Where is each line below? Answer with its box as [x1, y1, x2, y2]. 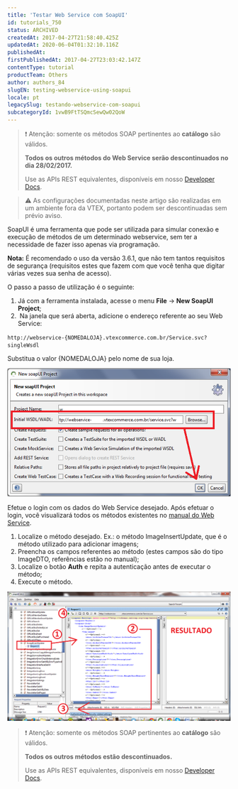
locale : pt [7, 94, 40, 101]
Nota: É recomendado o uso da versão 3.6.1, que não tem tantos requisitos [7, 254, 225, 262]
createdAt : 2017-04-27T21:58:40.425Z [7, 34, 119, 41]
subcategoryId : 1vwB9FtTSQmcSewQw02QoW [7, 109, 125, 116]
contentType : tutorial [7, 64, 74, 71]
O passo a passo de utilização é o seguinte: [7, 283, 135, 291]
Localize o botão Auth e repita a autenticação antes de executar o [17, 562, 211, 571]
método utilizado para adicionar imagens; [17, 540, 140, 548]
